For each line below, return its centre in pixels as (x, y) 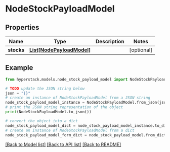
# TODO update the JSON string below (45, 89)
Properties (22, 27)
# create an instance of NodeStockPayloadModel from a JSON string (78, 98)
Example (19, 68)
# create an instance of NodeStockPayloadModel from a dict (70, 130)
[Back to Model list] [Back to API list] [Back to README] (63, 144)
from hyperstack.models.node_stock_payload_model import (67, 79)
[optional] (141, 50)
